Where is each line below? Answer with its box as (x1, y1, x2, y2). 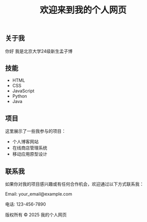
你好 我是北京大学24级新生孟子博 (5, 48, 73, 54)
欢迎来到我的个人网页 (39, 4, 127, 16)
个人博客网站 (12, 139, 39, 145)
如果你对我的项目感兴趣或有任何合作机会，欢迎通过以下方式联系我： (5, 181, 144, 187)
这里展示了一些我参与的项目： (5, 128, 66, 134)
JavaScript (12, 88, 35, 94)
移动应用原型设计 (12, 151, 48, 157)
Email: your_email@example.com (5, 191, 73, 197)
